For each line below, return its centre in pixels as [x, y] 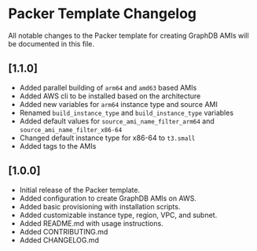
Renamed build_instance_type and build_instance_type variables [127, 113]
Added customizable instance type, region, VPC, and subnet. [118, 215]
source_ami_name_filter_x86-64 [71, 130]
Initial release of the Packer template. [79, 190]
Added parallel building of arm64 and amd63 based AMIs [108, 87]
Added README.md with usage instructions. [91, 223]
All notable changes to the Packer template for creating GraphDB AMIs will [128, 35]
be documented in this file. [51, 43]
